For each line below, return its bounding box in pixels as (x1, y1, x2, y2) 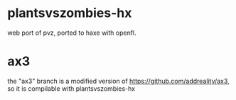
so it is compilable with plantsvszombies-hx (7, 84, 136, 93)
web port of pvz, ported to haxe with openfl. (7, 28, 136, 37)
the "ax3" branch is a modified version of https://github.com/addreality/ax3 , (7, 77, 230, 85)
